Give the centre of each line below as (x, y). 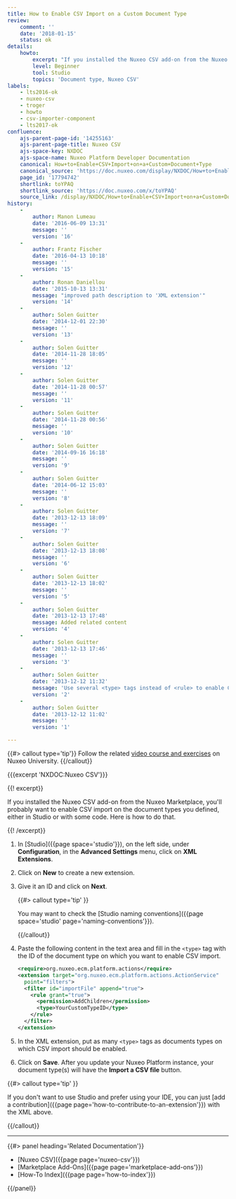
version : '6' (52, 564)
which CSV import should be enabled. (72, 1048)
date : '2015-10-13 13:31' (71, 289)
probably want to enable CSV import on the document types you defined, (113, 809)
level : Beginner (56, 66)
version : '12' (53, 368)
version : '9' (52, 465)
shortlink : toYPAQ (47, 184)
